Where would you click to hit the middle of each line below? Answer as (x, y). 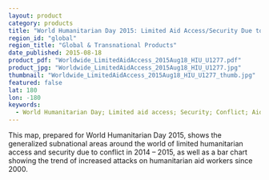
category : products (41, 23)
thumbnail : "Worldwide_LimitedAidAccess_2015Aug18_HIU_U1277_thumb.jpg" (132, 75)
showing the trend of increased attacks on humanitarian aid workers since (130, 160)
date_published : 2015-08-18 (55, 53)
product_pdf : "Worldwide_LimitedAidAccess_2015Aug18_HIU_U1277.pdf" (125, 61)
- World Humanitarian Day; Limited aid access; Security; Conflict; (132, 113)
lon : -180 (25, 98)
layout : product (35, 16)
